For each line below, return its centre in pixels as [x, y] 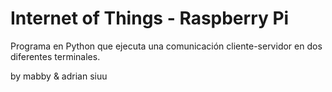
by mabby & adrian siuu [59, 76]
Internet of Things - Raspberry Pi [150, 18]
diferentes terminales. [55, 56]
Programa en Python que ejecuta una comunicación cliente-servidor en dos [166, 46]
